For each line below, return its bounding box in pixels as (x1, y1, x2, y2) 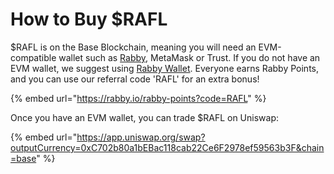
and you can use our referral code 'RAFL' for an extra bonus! (10, 73, 260, 85)
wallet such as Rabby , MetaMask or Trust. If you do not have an (58, 51, 321, 63)
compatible (10, 51, 57, 63)
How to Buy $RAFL (10, 8, 168, 31)
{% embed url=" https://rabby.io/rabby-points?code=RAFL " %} (10, 92, 267, 104)
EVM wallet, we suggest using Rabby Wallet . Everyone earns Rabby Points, (10, 62, 320, 74)
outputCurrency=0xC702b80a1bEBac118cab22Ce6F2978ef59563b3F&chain (10, 141, 325, 153)
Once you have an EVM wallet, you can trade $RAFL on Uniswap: (10, 111, 280, 123)
